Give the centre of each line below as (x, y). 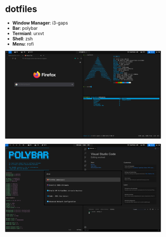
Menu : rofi (23, 44)
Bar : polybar (25, 28)
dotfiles (21, 9)
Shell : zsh (22, 39)
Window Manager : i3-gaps (40, 23)
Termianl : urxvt (28, 33)
